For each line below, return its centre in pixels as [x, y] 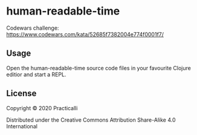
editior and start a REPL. [36, 74]
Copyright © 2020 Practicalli [42, 108]
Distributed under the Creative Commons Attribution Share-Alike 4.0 [91, 120]
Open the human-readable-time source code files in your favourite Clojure [99, 68]
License [21, 94]
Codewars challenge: [33, 28]
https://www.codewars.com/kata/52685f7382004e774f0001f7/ [85, 34]
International [22, 126]
